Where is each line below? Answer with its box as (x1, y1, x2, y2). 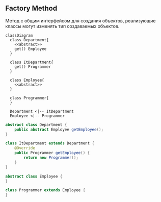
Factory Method (5, 4, 58, 13)
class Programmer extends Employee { (5, 188, 86, 193)
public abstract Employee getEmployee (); (14, 127, 103, 132)
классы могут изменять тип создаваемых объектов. (5, 23, 120, 29)
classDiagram (5, 33, 33, 38)
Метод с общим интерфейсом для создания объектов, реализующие (5, 17, 156, 23)
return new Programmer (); (23, 155, 79, 160)
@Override (14, 145, 36, 151)
